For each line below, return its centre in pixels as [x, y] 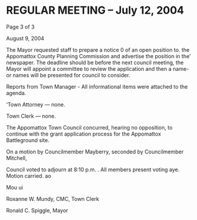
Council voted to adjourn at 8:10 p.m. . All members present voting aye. [93, 169]
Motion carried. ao [29, 175]
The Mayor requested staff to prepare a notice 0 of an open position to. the [98, 50]
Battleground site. [28, 140]
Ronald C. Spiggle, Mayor [37, 210]
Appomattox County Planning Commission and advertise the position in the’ [99, 56]
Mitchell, [17, 158]
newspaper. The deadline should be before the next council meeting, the [95, 62]
